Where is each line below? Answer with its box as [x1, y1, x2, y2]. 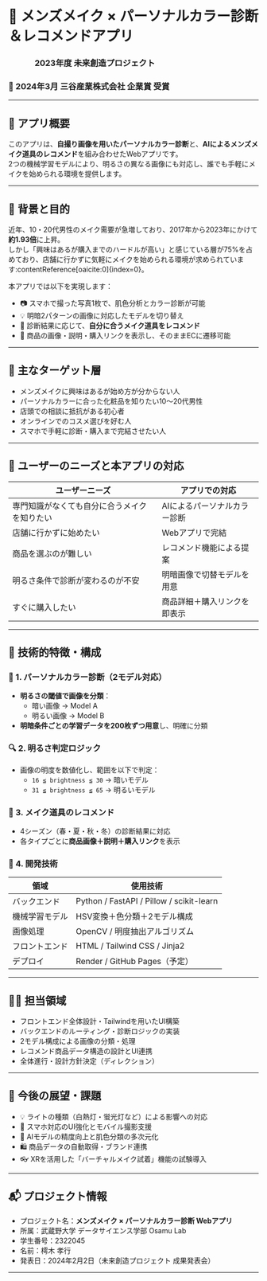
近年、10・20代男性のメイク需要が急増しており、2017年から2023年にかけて [8, 225, 258, 235]
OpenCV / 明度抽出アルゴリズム [75, 926, 195, 937]
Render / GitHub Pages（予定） [75, 956, 193, 967]
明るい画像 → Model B [31, 711, 105, 721]
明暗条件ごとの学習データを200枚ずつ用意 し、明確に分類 [19, 721, 208, 731]
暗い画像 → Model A [31, 701, 98, 711]
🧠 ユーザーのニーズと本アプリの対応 [8, 459, 184, 473]
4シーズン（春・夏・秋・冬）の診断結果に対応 [19, 826, 171, 836]
